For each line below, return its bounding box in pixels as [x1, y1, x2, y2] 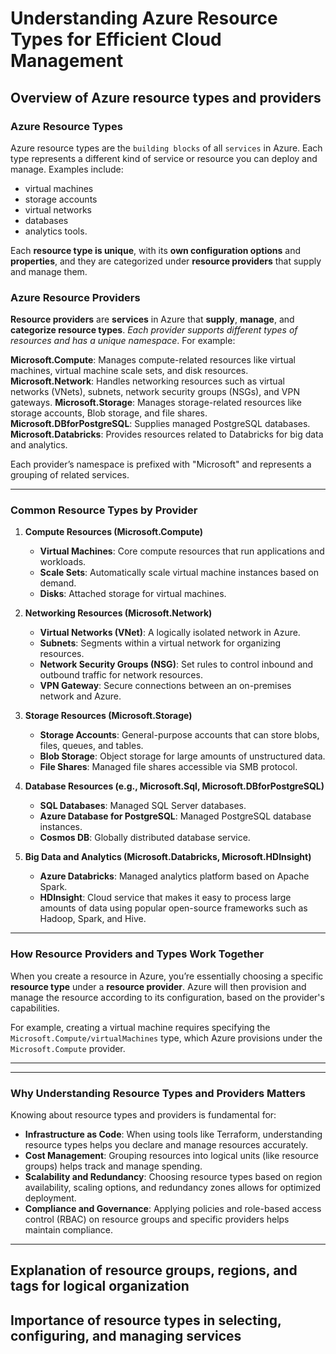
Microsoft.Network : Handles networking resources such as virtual [10, 375, 285, 387]
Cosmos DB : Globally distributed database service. [39, 832, 251, 844]
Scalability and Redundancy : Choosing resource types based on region [24, 1171, 323, 1183]
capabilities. [10, 1002, 60, 1014]
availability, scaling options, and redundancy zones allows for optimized [24, 1182, 322, 1194]
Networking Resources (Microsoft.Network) [24, 607, 213, 619]
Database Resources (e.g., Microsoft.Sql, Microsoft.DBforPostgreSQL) [24, 780, 325, 792]
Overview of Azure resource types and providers [10, 89, 322, 106]
